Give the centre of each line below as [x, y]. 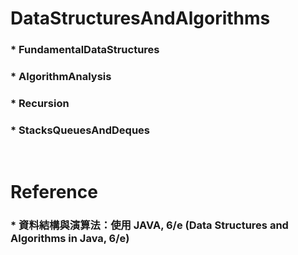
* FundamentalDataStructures [85, 50]
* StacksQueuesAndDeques [80, 130]
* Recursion [40, 103]
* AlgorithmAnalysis [61, 77]
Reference [54, 192]
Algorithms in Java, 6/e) [70, 239]
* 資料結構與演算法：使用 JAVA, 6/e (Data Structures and [149, 225]
